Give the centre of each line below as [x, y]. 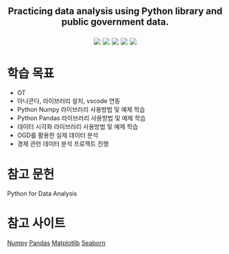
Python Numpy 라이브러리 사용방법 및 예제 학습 [81, 110]
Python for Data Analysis [42, 194]
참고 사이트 [36, 223]
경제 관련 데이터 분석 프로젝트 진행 [63, 144]
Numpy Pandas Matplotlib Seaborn [57, 243]
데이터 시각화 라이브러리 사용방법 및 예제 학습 [77, 127]
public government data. [115, 22]
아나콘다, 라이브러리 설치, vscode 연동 [69, 101]
